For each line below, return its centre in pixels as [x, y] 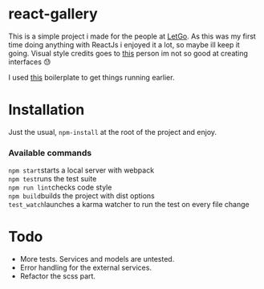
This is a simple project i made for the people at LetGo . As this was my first [132, 36]
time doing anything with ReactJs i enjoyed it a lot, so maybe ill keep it [124, 44]
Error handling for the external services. [86, 268]
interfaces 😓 [30, 62]
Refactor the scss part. [58, 276]
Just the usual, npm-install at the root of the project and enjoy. [113, 132]
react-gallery [53, 14]
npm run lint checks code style [60, 187]
